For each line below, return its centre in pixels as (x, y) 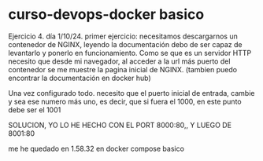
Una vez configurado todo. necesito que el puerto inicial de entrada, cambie (131, 93)
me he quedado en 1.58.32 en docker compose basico (96, 148)
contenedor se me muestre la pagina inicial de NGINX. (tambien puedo (123, 69)
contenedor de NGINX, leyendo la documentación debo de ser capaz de (125, 44)
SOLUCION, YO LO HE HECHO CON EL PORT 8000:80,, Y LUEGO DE (120, 125)
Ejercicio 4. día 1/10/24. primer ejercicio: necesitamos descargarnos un (123, 36)
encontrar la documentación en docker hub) (80, 78)
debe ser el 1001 (35, 110)
